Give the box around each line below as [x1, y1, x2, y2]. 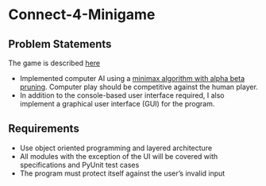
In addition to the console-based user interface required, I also [19, 91, 225, 100]
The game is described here [8, 58, 101, 68]
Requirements [8, 122, 79, 136]
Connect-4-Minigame [8, 6, 156, 24]
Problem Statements [8, 37, 112, 51]
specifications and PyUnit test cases [19, 160, 140, 169]
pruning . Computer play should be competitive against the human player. [19, 82, 258, 91]
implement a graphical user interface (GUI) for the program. [19, 99, 215, 108]
